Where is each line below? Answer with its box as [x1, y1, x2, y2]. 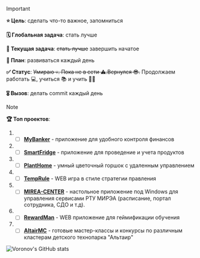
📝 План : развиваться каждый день [6, 57, 95, 63]
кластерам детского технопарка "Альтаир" [23, 233, 134, 241]
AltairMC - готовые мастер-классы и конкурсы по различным [23, 227, 183, 234]
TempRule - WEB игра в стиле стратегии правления [23, 175, 156, 182]
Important [6, 5, 30, 12]
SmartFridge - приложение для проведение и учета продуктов [23, 149, 184, 156]
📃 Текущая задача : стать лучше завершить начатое [6, 45, 139, 52]
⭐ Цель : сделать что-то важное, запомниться [6, 17, 124, 24]
